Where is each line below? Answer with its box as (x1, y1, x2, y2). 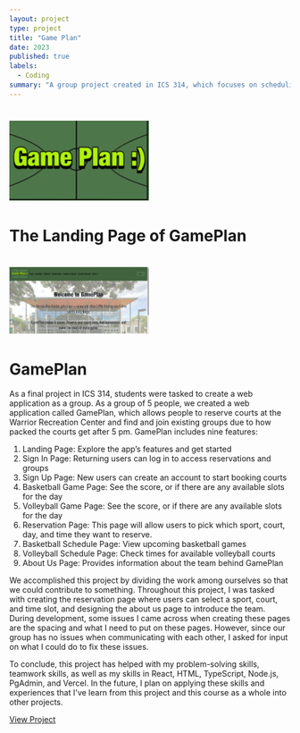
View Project (9, 714, 56, 725)
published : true (9, 52, 70, 62)
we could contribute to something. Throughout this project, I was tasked (9, 585, 275, 595)
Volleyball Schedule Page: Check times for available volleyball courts (21, 548, 276, 559)
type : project (9, 23, 62, 33)
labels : (9, 62, 38, 71)
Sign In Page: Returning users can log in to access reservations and (21, 453, 271, 464)
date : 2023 (9, 43, 50, 52)
